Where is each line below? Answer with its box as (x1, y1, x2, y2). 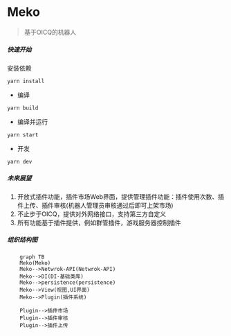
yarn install (7, 78, 45, 85)
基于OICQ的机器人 (24, 28, 77, 36)
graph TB (19, 254, 45, 260)
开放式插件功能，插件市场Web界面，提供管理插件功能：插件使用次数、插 (17, 192, 225, 201)
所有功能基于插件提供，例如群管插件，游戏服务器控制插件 (17, 218, 181, 227)
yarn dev (7, 158, 33, 165)
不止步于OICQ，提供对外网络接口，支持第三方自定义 (17, 209, 167, 218)
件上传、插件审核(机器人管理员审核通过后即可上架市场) (17, 201, 174, 209)
